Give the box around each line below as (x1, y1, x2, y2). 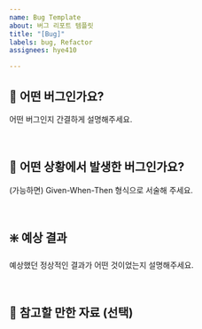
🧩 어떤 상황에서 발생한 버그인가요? (9, 160, 184, 175)
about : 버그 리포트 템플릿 (9, 21, 94, 30)
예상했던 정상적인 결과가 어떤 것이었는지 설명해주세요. (9, 259, 194, 270)
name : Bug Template (9, 12, 82, 22)
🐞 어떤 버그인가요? (9, 89, 105, 104)
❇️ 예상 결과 (9, 231, 68, 246)
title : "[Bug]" (9, 29, 66, 38)
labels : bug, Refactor (9, 37, 93, 47)
